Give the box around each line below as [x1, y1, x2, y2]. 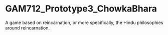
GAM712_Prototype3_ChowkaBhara [5, 3, 157, 14]
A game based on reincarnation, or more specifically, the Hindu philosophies [5, 19, 163, 25]
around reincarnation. [5, 24, 50, 30]
